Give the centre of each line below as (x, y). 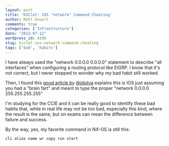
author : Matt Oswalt (27, 19)
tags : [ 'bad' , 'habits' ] (31, 48)
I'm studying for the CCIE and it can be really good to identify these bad (80, 103)
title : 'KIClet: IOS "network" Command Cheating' (59, 15)
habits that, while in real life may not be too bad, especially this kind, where (84, 108)
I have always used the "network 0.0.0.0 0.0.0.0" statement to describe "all (83, 62)
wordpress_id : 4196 (26, 39)
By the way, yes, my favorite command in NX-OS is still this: (68, 129)
